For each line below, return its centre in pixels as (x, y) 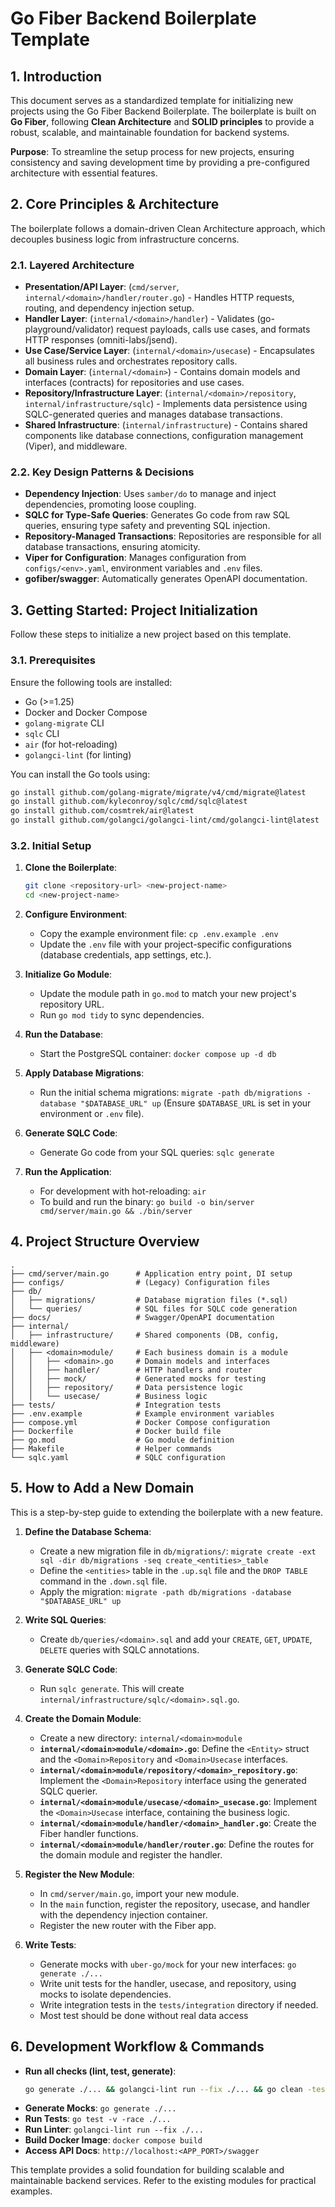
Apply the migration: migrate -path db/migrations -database (165, 1591)
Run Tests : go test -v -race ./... (98, 2119)
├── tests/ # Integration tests (116, 1405)
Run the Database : (64, 1034)
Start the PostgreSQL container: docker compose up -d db (158, 1054)
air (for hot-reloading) (71, 744)
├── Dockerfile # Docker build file (116, 1431)
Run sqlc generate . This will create (112, 1688)
